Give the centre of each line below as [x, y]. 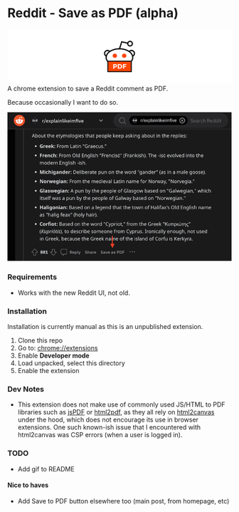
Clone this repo [40, 340]
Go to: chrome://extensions [58, 348]
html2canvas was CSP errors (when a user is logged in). [100, 435]
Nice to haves [28, 485]
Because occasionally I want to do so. [63, 103]
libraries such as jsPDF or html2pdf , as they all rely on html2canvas [116, 412]
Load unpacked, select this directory [71, 363]
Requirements [32, 277]
